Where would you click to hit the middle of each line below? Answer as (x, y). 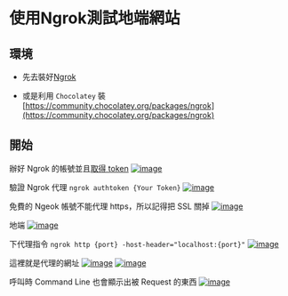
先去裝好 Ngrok (49, 77)
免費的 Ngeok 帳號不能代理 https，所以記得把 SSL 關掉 (110, 206)
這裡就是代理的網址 (44, 262)
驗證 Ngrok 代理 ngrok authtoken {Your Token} (95, 187)
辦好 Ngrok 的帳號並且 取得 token (69, 168)
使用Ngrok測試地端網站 (95, 18)
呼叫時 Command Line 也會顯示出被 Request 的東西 (103, 282)
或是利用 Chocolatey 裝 (64, 96)
